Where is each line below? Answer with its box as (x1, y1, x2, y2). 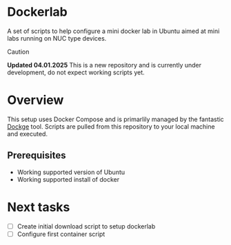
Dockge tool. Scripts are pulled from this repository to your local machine (7, 122, 215, 131)
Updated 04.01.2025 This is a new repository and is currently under (7, 61, 202, 69)
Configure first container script (17, 230, 106, 238)
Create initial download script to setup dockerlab (17, 222, 156, 231)
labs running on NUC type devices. (7, 34, 107, 42)
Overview (7, 92, 64, 108)
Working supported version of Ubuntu (17, 168, 125, 176)
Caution (7, 47, 30, 56)
